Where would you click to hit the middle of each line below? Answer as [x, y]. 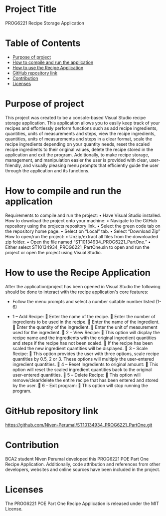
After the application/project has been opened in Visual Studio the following [83, 286]
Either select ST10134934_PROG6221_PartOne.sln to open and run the [77, 247]
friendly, [14, 165]
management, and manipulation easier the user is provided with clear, [77, 160]
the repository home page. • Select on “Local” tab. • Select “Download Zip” [83, 231]
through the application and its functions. [47, 170]
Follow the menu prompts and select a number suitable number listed [83, 301]
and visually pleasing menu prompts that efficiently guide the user [91, 165]
